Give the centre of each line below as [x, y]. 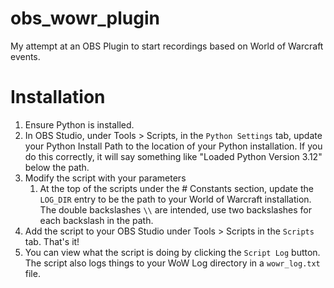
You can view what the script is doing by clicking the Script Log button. [172, 252]
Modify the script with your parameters [105, 178]
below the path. [57, 167]
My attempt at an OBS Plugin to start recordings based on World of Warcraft [167, 46]
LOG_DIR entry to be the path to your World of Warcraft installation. [175, 199]
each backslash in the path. [96, 220]
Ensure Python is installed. [79, 124]
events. [25, 56]
